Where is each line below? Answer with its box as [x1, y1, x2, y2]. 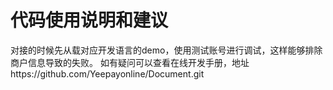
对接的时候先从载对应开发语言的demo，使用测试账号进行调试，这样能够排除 [10, 44, 323, 56]
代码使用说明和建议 [10, 9, 169, 32]
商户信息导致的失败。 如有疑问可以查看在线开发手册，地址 [10, 56, 250, 68]
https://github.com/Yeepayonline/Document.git [10, 67, 205, 80]
